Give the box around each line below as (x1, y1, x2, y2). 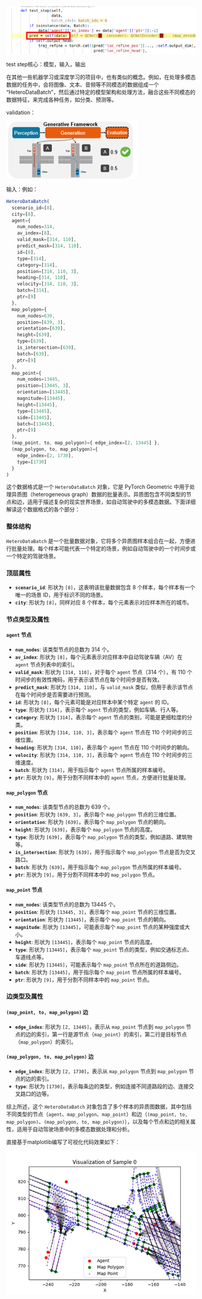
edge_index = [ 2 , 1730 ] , (17, 452, 74, 459)
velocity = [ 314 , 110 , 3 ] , (17, 281, 79, 287)
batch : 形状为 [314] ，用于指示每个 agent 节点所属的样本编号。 (14, 766, 168, 774)
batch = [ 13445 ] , (17, 421, 55, 427)
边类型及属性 (6, 992, 44, 1001)
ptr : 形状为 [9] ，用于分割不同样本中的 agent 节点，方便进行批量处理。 (14, 774, 189, 781)
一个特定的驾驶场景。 (6, 552, 59, 560)
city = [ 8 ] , (11, 211, 36, 217)
